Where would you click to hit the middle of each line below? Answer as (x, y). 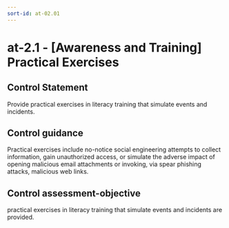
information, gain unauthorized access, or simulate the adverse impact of (111, 157)
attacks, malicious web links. (48, 172)
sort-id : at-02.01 (33, 13)
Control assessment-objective (74, 193)
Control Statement (48, 88)
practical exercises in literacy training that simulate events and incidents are (115, 210)
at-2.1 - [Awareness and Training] (104, 47)
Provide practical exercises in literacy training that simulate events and (107, 104)
